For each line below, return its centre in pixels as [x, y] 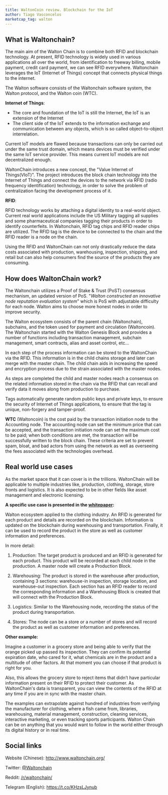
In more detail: [20, 546]
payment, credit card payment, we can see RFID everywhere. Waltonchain [82, 68]
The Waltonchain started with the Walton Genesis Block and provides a [78, 332]
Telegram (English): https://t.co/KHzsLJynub [51, 787]
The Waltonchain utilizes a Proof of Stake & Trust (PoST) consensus [75, 291]
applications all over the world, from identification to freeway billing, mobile [83, 62]
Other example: [22, 637]
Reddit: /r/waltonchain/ [29, 777]
